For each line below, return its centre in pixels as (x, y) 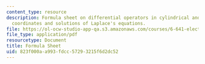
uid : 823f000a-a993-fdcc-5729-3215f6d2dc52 (63, 52)
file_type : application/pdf (42, 35)
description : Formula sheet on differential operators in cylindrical (98, 18)
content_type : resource (37, 12)
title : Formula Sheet (34, 46)
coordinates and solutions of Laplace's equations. (79, 23)
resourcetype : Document (37, 40)
